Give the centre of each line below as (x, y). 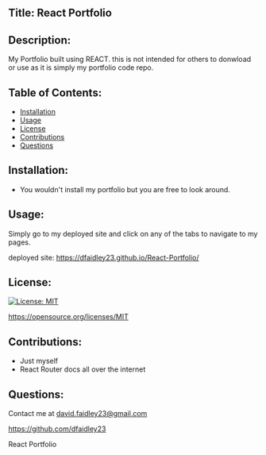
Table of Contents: (55, 93)
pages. (19, 242)
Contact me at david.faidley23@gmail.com (78, 414)
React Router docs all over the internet (83, 369)
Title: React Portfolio (60, 13)
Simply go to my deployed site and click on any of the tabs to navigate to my (133, 233)
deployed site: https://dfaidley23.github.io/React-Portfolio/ (104, 257)
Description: (40, 40)
